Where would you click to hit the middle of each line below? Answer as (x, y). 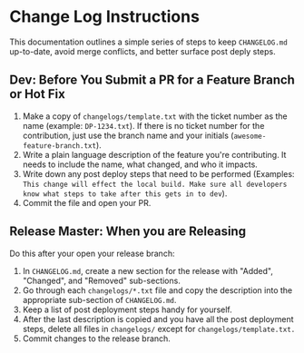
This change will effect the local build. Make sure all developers (155, 184)
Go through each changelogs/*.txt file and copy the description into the (157, 290)
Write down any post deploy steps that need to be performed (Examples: (158, 173)
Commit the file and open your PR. (87, 202)
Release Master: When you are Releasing (128, 232)
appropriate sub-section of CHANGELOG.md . (99, 299)
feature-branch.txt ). (62, 145)
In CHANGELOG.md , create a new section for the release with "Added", (148, 270)
